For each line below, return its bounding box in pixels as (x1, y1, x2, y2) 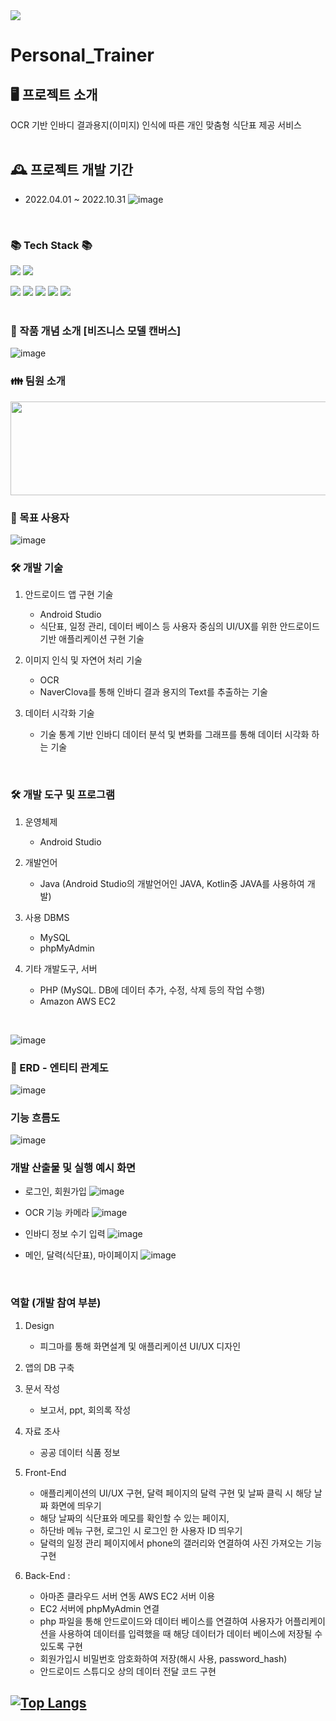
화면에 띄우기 (50, 1499, 102, 1511)
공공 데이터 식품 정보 (39, 1446, 121, 1458)
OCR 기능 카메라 (24, 1207, 90, 1219)
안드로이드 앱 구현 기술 (24, 589, 114, 601)
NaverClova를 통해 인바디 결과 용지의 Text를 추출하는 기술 (39, 686, 268, 698)
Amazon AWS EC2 (39, 995, 117, 1007)
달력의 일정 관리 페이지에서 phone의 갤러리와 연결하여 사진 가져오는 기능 (39, 1537, 323, 1549)
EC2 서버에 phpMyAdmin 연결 (39, 1602, 160, 1614)
